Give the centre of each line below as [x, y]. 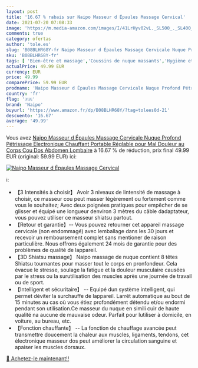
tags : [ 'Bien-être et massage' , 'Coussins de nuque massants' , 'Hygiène [96, 61]
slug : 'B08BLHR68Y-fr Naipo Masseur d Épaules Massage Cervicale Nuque [96, 50]
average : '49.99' [27, 121]
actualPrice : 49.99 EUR [35, 66]
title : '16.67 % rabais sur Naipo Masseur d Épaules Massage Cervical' [96, 17]
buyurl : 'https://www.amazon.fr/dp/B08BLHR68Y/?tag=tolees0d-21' [88, 110]
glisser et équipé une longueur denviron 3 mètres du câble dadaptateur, [102, 211]
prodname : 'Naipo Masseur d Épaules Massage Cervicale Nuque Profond [93, 88]
